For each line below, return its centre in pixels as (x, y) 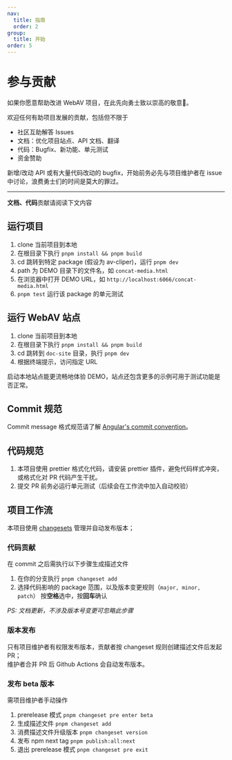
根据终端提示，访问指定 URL (57, 361)
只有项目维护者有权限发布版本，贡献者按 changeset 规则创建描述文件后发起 (115, 646)
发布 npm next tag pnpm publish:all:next (76, 741)
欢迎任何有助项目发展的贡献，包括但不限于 (68, 117)
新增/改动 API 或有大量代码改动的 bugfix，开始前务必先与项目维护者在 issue (115, 172)
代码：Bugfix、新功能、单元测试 (63, 149)
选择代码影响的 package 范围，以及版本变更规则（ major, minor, (109, 587)
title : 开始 (30, 39)
